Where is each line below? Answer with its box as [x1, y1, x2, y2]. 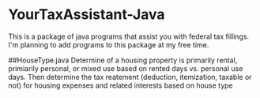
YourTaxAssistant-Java [8, 6, 165, 24]
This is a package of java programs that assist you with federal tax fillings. [8, 32, 250, 41]
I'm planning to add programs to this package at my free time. [8, 40, 209, 49]
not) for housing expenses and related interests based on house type [8, 81, 233, 90]
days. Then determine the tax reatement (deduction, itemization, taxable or [8, 72, 252, 81]
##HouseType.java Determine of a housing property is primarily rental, [8, 55, 238, 65]
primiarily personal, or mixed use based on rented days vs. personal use [8, 63, 243, 73]
